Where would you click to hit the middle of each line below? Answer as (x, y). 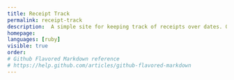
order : (17, 53)
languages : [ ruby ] (34, 40)
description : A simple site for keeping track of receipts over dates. (115, 26)
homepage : (22, 33)
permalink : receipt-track (45, 20)
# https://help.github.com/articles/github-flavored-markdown (99, 65)
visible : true (28, 46)
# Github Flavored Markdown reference (63, 59)
